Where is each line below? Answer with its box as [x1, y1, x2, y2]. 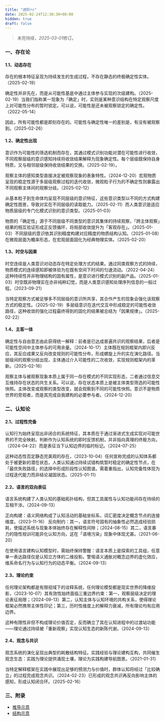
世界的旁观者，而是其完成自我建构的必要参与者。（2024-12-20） [5, 392, 135, 397]
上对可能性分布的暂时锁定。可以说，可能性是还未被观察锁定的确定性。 [5, 103, 147, 108]
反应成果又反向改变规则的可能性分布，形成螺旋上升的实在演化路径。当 [18, 351, 160, 357]
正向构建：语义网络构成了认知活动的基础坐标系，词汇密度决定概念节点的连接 [5, 512, 160, 518]
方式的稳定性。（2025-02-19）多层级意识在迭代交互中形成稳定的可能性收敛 [5, 302, 156, 308]
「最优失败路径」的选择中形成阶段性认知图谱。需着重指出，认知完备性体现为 [5, 466, 160, 471]
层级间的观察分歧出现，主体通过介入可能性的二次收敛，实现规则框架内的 [5, 357, 151, 362]
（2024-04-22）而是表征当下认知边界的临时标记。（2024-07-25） [5, 443, 139, 449]
